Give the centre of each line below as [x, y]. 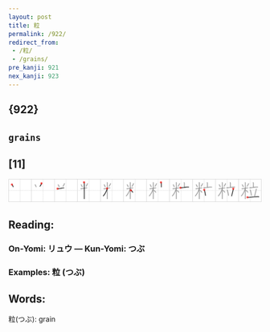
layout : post [30, 17]
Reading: [31, 225]
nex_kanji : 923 [34, 76]
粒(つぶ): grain [32, 319]
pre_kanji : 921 [34, 68]
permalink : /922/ [37, 34]
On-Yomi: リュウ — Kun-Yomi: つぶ [77, 249]
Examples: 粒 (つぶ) [47, 273]
